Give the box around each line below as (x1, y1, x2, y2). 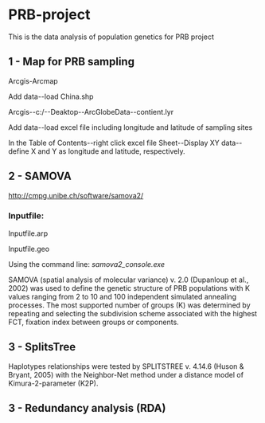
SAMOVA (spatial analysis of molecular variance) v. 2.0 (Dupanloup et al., (8, 275, 249, 284)
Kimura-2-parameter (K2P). (8, 378, 99, 388)
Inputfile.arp (8, 229, 49, 238)
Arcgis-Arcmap (8, 76, 58, 85)
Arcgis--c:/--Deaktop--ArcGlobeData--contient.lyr (8, 107, 173, 116)
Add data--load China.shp (8, 92, 94, 101)
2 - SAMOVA (8, 170, 72, 183)
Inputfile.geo (8, 244, 50, 253)
